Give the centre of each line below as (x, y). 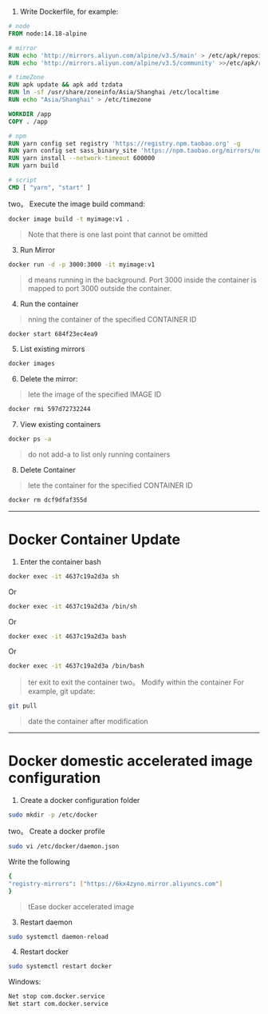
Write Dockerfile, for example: (69, 12)
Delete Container (47, 470)
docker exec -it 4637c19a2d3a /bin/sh (73, 606)
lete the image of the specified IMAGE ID (95, 394)
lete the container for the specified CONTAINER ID (110, 485)
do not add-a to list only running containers (99, 454)
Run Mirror (37, 250)
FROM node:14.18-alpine (48, 34)
